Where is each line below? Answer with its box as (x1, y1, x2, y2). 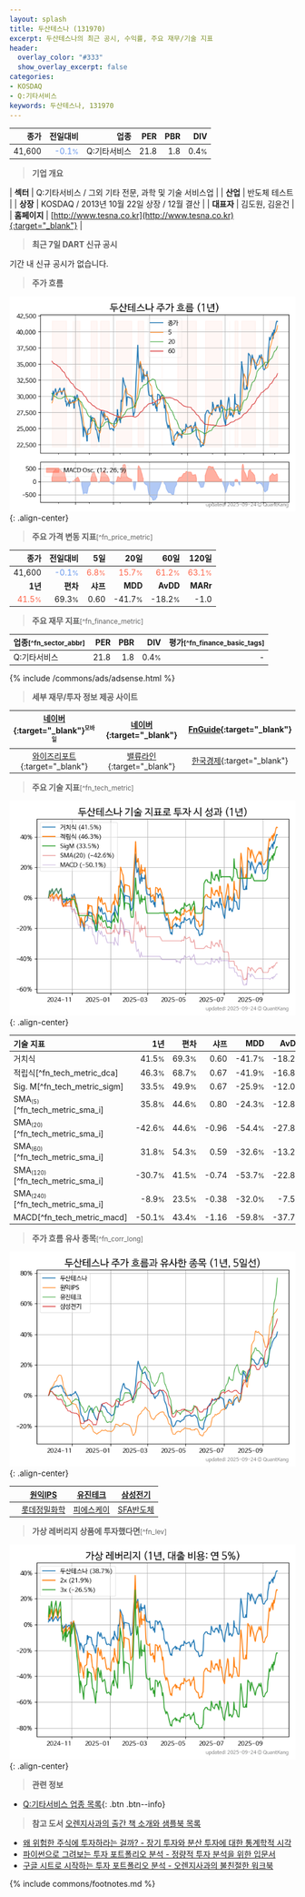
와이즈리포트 (32, 751, 77, 762)
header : (9, 44, 39, 53)
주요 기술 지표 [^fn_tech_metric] (31, 782, 134, 793)
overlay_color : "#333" (17, 53, 103, 63)
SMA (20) (13, 1117, 44, 1129)
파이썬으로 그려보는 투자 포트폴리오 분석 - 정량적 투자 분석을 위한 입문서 (22, 1849, 276, 1860)
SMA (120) (13, 1165, 47, 1176)
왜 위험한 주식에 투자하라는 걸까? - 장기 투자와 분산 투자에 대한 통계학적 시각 (22, 1838, 292, 1849)
